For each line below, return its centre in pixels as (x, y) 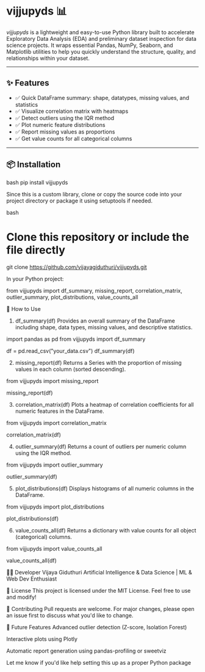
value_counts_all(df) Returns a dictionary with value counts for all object (106, 530)
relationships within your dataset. (48, 58)
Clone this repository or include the (98, 237)
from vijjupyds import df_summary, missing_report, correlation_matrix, (95, 290)
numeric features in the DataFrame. (60, 411)
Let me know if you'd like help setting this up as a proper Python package (99, 662)
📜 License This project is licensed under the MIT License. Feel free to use (99, 590)
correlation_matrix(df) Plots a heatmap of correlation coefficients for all (104, 404)
